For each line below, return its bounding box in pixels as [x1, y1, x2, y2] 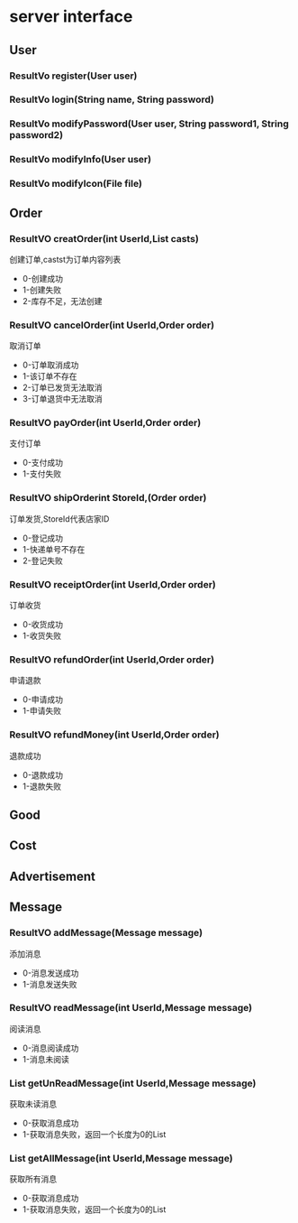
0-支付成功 [22, 458, 64, 468]
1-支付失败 [22, 468, 61, 479]
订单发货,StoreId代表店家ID [9, 513, 110, 524]
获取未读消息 [9, 1098, 57, 1109]
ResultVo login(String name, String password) [9, 93, 214, 106]
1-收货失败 [22, 630, 61, 642]
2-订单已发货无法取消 [22, 382, 103, 394]
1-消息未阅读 [22, 1053, 69, 1064]
